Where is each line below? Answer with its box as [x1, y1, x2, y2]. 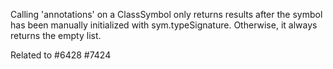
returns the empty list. [10, 30, 102, 41]
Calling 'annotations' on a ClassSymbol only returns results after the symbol [10, 9, 323, 20]
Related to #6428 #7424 [10, 49, 112, 61]
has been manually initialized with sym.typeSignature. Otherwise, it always [10, 19, 318, 31]
